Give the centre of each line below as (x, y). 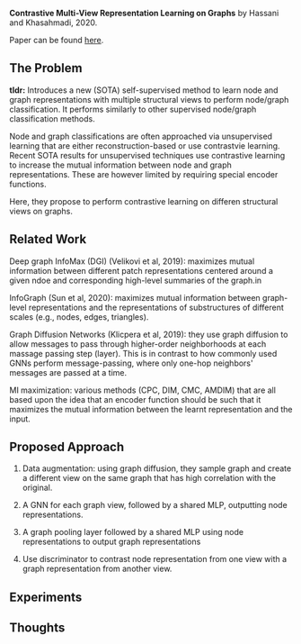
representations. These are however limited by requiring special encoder (144, 174)
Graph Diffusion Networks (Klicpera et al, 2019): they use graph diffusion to (149, 334)
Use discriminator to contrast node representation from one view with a (155, 559)
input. (20, 419)
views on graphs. (41, 211)
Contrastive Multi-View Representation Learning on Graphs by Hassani (144, 13)
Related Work (48, 239)
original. (37, 488)
